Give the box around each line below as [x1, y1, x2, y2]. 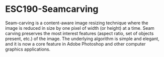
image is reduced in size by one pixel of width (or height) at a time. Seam [5, 25, 155, 31]
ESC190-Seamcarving [5, 3, 98, 15]
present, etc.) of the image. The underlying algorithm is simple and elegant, [5, 36, 160, 42]
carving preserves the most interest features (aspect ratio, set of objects [5, 30, 154, 36]
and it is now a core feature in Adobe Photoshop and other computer [5, 41, 146, 47]
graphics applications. [5, 46, 51, 52]
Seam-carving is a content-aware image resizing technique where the [5, 20, 149, 26]
